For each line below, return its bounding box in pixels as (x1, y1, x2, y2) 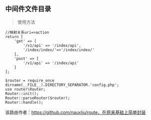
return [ (5, 34, 23, 39)
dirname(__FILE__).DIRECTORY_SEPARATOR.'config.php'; (5, 82, 120, 87)
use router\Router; (5, 86, 46, 91)
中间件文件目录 (5, 4, 51, 13)
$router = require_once (5, 78, 55, 83)
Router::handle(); (5, 99, 43, 105)
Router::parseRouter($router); (5, 95, 70, 100)
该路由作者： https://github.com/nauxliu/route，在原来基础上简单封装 (5, 109, 146, 115)
